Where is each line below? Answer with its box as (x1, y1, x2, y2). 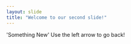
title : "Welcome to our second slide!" (6, 14, 107, 20)
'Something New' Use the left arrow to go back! (6, 31, 126, 38)
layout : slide (6, 8, 42, 15)
